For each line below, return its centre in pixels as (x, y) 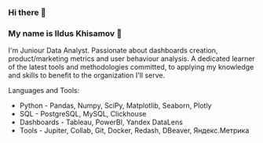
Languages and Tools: (44, 91)
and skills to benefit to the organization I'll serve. (87, 75)
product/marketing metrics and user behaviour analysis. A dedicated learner (131, 59)
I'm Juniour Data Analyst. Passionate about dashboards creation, (113, 51)
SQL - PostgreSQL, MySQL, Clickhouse (83, 114)
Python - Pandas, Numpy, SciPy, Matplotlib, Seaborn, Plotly (115, 105)
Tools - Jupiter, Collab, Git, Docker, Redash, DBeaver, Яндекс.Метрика (134, 130)
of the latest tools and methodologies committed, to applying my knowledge (131, 67)
